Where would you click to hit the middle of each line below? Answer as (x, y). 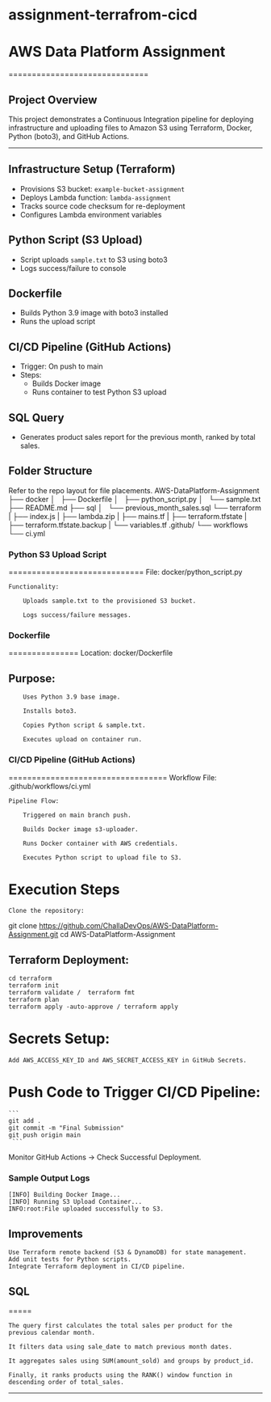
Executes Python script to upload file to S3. (102, 857)
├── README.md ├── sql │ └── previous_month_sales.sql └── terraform (135, 508)
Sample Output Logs (49, 1178)
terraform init (34, 986)
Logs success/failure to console (73, 268)
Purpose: (32, 678)
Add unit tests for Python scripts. (70, 1260)
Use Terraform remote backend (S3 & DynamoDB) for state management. (128, 1252)
